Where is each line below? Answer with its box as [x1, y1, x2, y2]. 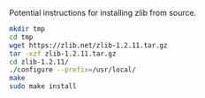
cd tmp [9, 33, 34, 41]
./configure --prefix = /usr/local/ [9, 65, 137, 74]
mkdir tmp [9, 25, 46, 34]
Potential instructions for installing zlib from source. [9, 8, 197, 18]
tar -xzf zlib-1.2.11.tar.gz [9, 49, 117, 58]
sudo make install [9, 82, 77, 91]
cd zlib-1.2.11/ [9, 57, 69, 66]
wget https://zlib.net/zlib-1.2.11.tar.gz [9, 41, 168, 49]
